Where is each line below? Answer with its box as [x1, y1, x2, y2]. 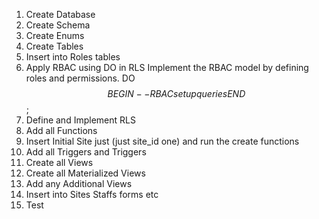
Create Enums [25, 30, 85, 41]
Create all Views [25, 157, 94, 168]
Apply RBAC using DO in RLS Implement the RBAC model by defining [25, 62, 309, 73]
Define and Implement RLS [25, 114, 136, 126]
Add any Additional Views [25, 178, 133, 189]
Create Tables [25, 40, 84, 52]
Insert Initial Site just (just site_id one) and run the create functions [25, 135, 300, 147]
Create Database [25, 9, 96, 20]
